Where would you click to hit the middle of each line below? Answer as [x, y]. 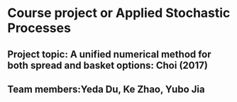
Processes [39, 28]
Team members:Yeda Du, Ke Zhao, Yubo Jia [106, 89]
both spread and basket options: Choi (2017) [108, 65]
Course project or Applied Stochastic [119, 13]
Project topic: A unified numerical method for [109, 54]
